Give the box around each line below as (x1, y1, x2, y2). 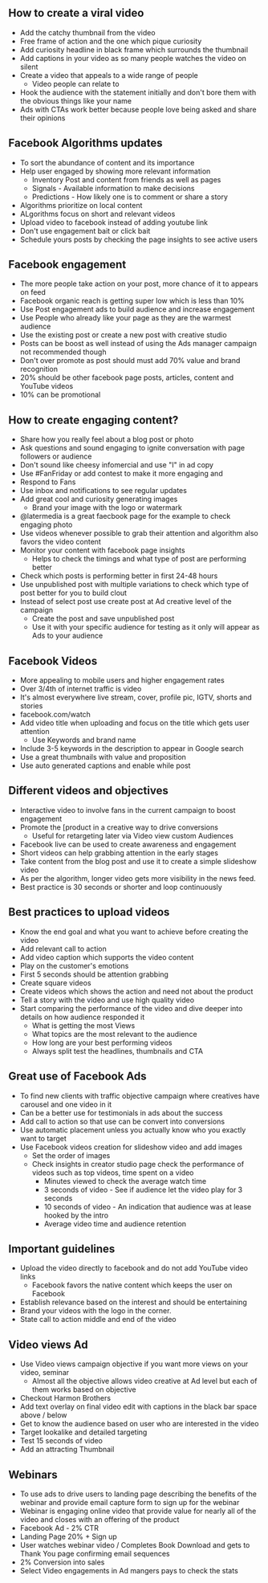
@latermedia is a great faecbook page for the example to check (19, 512, 231, 521)
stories (19, 701, 43, 711)
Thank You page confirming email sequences (19, 1548, 170, 1558)
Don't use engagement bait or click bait (19, 226, 151, 235)
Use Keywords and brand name (31, 735, 136, 745)
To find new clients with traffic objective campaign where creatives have (19, 1091, 260, 1100)
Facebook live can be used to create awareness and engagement (19, 839, 237, 849)
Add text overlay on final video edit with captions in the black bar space (19, 1401, 258, 1412)
